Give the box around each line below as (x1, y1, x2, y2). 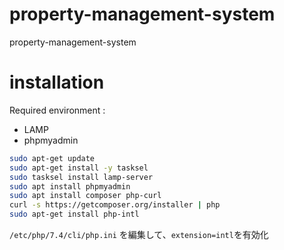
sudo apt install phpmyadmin (9, 181, 131, 192)
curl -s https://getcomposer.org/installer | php (9, 200, 221, 210)
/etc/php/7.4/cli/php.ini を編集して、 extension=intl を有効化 (9, 229, 269, 240)
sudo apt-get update (9, 153, 96, 163)
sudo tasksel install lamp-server (9, 172, 154, 182)
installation (9, 71, 105, 94)
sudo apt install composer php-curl (9, 191, 162, 201)
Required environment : (9, 104, 106, 116)
